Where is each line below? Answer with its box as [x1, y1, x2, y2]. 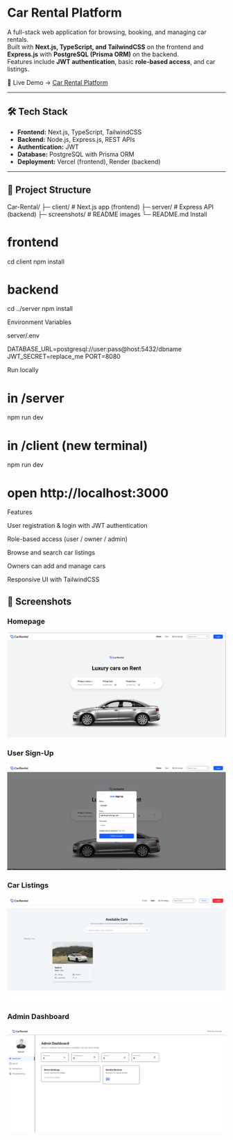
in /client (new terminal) [7, 437, 148, 453]
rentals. [7, 35, 29, 43]
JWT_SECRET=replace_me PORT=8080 [7, 353, 121, 361]
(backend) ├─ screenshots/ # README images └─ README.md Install [7, 210, 207, 218]
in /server [7, 390, 64, 406]
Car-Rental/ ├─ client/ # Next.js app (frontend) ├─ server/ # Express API [7, 202, 214, 211]
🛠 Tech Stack [7, 106, 68, 118]
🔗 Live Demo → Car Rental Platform [7, 78, 109, 86]
